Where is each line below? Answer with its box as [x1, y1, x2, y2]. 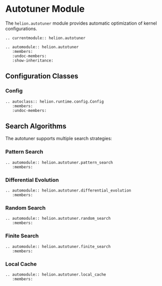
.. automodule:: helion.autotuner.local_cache [5, 272, 106, 277]
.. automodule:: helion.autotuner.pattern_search [5, 160, 113, 165]
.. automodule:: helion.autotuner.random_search [5, 216, 111, 221]
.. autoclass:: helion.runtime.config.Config [5, 99, 104, 104]
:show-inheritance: [12, 58, 54, 63]
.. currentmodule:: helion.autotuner [5, 35, 86, 41]
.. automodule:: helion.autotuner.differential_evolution [5, 188, 131, 193]
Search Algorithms [5, 122, 66, 131]
